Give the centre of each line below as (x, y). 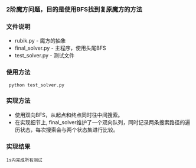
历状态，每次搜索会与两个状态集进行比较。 (66, 130)
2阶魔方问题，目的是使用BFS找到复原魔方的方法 (74, 9)
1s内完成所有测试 (24, 160)
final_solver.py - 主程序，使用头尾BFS (60, 48)
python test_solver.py (37, 85)
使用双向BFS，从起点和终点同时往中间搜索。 (69, 115)
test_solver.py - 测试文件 (45, 56)
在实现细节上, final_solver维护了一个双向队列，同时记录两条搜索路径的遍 (102, 122)
